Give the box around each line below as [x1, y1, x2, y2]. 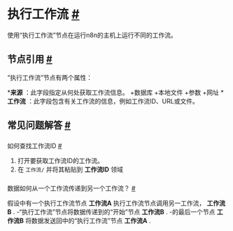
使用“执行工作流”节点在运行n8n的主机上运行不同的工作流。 [7, 31, 177, 39]
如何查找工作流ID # [7, 141, 62, 150]
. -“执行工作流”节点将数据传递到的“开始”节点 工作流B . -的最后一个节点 [13, 207, 216, 216]
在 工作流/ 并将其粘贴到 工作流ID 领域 [17, 165, 124, 174]
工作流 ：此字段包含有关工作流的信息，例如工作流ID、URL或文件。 [7, 97, 199, 105]
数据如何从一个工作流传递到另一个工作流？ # [7, 183, 136, 192]
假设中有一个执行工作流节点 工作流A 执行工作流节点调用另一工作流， [7, 199, 206, 207]
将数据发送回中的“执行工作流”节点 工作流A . [25, 216, 151, 225]
